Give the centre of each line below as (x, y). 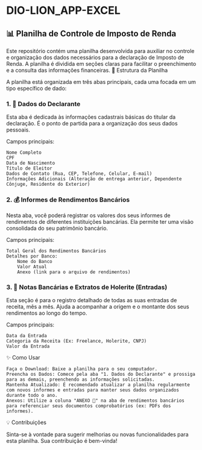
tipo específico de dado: (36, 88)
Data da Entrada (27, 335)
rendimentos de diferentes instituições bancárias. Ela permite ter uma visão (100, 221)
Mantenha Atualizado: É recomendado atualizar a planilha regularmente (98, 385)
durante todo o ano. (32, 395)
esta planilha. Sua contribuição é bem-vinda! (62, 440)
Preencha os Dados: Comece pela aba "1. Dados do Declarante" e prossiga (101, 374)
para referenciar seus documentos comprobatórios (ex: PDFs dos (89, 406)
